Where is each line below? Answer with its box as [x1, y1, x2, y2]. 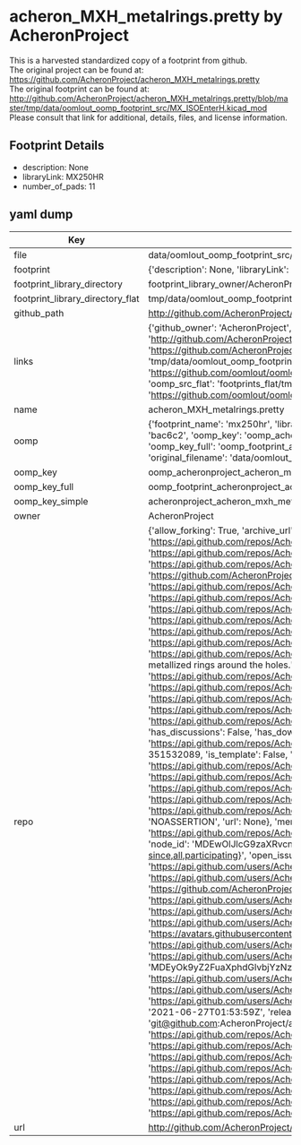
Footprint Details [9, 138, 105, 153]
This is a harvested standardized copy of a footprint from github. [9, 55, 248, 65]
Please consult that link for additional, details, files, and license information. [9, 112, 288, 123]
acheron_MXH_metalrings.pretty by [9, 6, 283, 27]
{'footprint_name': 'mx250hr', [147, 418, 273, 430]
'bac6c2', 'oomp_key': [147, 428, 243, 441]
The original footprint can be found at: [9, 83, 150, 94]
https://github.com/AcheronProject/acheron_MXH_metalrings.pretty [9, 73, 260, 84]
